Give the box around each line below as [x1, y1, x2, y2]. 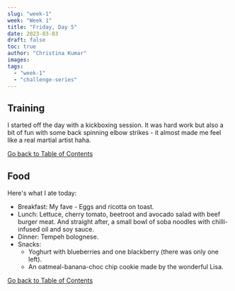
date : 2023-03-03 [7, 30, 59, 37]
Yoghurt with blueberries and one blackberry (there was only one [28, 248, 219, 256]
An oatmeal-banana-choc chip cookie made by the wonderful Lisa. [28, 263, 224, 271]
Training [7, 102, 45, 114]
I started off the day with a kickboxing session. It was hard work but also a [7, 121, 224, 129]
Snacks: [17, 240, 42, 248]
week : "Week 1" [7, 17, 52, 24]
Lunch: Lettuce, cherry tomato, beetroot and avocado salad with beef [17, 210, 221, 218]
